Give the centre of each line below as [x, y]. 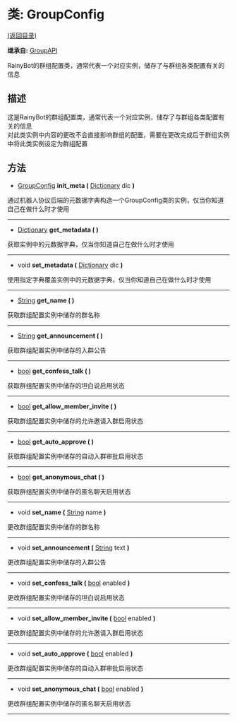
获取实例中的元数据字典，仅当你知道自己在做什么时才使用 [91, 244]
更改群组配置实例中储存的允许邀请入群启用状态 [75, 632]
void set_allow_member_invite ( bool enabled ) [86, 618]
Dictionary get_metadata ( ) [58, 230]
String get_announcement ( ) [60, 336]
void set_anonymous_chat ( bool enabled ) [80, 689]
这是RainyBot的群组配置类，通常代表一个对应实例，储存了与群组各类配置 [113, 117]
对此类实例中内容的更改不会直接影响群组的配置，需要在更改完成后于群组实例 [119, 134]
